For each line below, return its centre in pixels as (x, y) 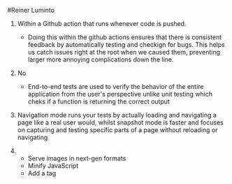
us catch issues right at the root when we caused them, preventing (124, 52)
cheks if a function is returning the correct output (99, 101)
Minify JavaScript (53, 166)
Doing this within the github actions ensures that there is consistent (125, 37)
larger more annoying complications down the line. (101, 59)
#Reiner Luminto (31, 10)
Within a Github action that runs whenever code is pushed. (102, 23)
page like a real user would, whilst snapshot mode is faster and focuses (120, 122)
